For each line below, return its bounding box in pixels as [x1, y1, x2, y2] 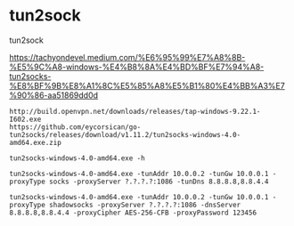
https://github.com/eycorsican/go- [9, 122, 142, 132]
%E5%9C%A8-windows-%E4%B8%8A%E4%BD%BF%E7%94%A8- [9, 61, 265, 72]
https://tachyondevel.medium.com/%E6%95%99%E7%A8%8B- [9, 52, 246, 62]
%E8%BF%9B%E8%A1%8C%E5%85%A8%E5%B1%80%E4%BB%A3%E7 [9, 80, 285, 91]
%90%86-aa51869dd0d [9, 90, 99, 101]
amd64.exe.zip [9, 138, 62, 147]
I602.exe [9, 115, 42, 124]
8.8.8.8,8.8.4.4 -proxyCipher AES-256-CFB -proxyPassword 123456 [9, 208, 257, 217]
